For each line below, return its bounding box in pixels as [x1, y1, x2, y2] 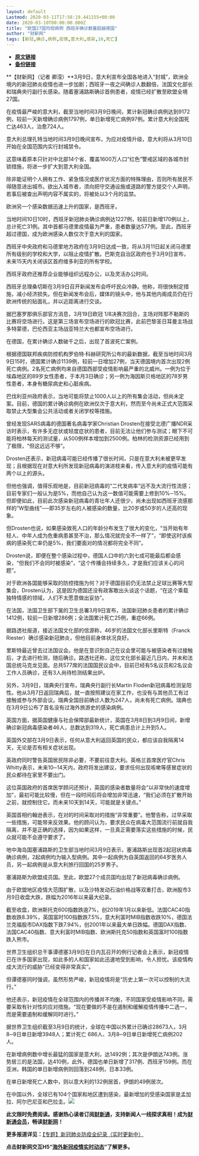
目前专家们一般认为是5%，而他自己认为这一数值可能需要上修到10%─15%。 [6, 490, 190, 497]
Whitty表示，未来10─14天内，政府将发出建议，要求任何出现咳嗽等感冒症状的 [6, 764, 192, 771]
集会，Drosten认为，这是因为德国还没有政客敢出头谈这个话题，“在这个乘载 [6, 587, 188, 593]
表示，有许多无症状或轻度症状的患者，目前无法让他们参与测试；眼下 [16, 427, 182, 435]
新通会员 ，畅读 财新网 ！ [6, 1118, 63, 1125]
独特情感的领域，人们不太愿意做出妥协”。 [6, 594, 108, 601]
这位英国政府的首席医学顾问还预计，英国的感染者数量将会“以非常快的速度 [6, 784, 185, 791]
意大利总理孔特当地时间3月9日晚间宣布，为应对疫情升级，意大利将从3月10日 [6, 136, 192, 142]
